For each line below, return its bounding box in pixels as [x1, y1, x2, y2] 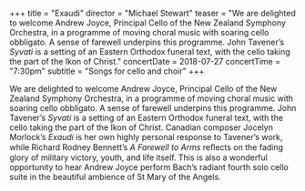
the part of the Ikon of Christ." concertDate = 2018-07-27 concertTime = [9, 56, 280, 66]
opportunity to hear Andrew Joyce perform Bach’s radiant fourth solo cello [9, 162, 289, 172]
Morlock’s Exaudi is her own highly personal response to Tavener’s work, [9, 132, 283, 142]
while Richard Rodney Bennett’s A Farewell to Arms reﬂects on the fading [9, 142, 284, 153]
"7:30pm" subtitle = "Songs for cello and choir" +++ [9, 65, 205, 76]
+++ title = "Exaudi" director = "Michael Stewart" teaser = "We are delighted [9, 8, 296, 18]
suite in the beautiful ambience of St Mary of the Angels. [9, 172, 221, 182]
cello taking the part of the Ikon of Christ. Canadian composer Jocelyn [9, 122, 273, 133]
